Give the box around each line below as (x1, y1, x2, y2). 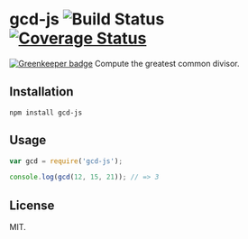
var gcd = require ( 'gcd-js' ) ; (9, 156, 124, 166)
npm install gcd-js (9, 108, 83, 117)
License (9, 198, 55, 213)
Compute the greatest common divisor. (94, 58, 241, 69)
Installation (9, 84, 74, 99)
